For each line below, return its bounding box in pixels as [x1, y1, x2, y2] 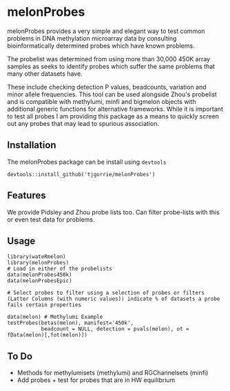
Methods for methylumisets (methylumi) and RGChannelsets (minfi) [17, 369, 209, 377]
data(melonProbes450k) [7, 271, 72, 279]
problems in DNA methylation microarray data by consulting [7, 34, 177, 42]
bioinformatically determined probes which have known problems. [7, 41, 195, 50]
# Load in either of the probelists [7, 266, 112, 273]
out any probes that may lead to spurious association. [7, 119, 160, 127]
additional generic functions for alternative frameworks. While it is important [7, 105, 224, 113]
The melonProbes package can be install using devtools [7, 158, 167, 166]
